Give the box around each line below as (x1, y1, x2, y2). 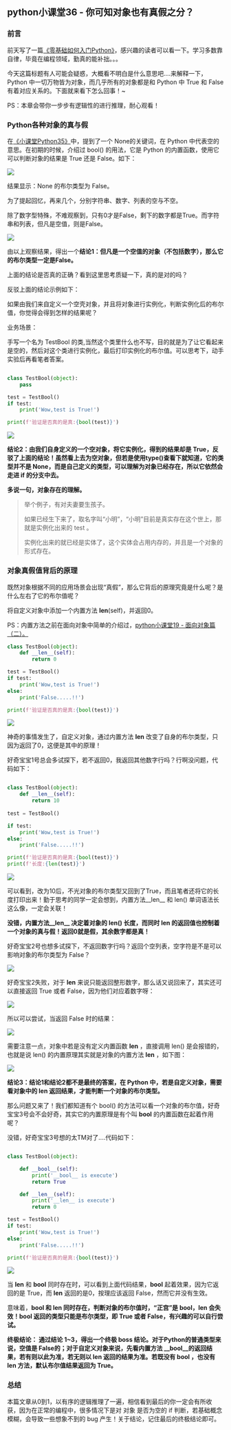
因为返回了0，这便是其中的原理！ (7, 741, 102, 749)
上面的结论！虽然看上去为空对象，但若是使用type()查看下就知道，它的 (19, 454, 218, 462)
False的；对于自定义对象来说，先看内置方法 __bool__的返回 (38, 1344, 207, 1353)
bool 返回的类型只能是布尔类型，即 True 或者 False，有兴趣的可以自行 (19, 1312, 218, 1320)
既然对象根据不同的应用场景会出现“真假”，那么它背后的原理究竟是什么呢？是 (7, 583, 223, 591)
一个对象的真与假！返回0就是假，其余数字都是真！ (7, 927, 150, 936)
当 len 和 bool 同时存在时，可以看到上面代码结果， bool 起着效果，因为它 (7, 1280, 213, 1289)
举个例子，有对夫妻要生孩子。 (23, 501, 109, 509)
